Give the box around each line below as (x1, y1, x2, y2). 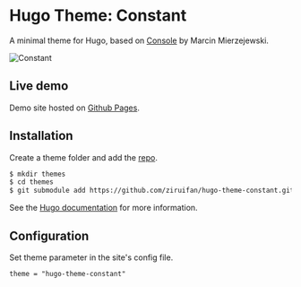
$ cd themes (9, 178, 54, 187)
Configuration (9, 228, 90, 243)
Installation (9, 128, 73, 143)
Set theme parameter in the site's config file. (9, 252, 174, 263)
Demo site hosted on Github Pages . (9, 102, 141, 113)
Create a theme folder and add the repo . (9, 152, 159, 162)
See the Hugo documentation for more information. (9, 203, 199, 213)
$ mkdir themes (9, 170, 66, 178)
